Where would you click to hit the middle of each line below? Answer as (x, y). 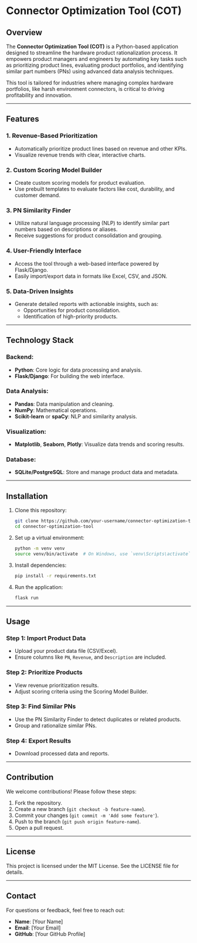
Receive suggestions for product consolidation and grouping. (89, 236)
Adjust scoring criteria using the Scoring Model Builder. (81, 691)
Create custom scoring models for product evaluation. (80, 182)
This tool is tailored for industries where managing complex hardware (90, 83)
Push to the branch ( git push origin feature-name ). (78, 821)
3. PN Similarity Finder (39, 210)
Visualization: (26, 431)
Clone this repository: (40, 510)
